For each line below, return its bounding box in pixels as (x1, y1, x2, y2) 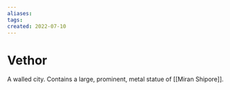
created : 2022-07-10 (7, 23, 67, 30)
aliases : (7, 10, 32, 17)
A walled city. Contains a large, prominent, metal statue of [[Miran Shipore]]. (7, 75, 224, 83)
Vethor (7, 52, 48, 68)
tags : (7, 16, 23, 23)
